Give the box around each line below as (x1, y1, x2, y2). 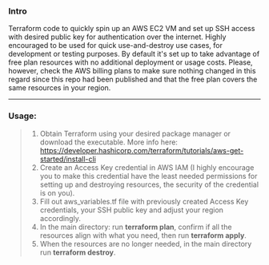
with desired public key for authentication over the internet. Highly (8, 32, 227, 42)
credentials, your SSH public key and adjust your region (39, 205, 224, 215)
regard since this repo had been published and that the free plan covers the (8, 74, 258, 85)
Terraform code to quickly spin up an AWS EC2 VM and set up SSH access (8, 24, 255, 34)
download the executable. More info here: (39, 137, 179, 147)
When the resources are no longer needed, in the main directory (39, 239, 252, 248)
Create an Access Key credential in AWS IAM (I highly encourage (39, 162, 255, 172)
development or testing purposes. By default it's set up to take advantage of (8, 49, 260, 59)
